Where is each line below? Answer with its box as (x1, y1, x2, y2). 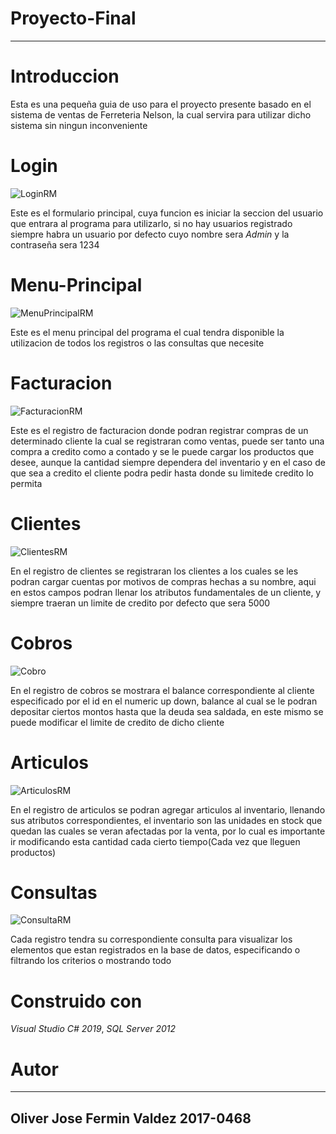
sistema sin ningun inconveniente (10, 119, 148, 131)
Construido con (10, 990, 143, 1012)
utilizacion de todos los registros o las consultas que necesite (10, 337, 265, 349)
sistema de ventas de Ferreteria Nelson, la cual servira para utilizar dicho (10, 108, 312, 121)
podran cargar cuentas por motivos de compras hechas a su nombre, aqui (10, 575, 317, 587)
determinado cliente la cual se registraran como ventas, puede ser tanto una (10, 435, 325, 447)
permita (10, 477, 43, 489)
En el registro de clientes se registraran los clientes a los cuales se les (10, 565, 299, 577)
